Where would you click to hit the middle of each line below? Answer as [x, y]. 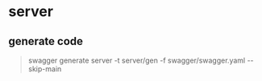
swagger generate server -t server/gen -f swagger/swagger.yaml [137, 60]
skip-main [45, 69]
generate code [46, 41]
